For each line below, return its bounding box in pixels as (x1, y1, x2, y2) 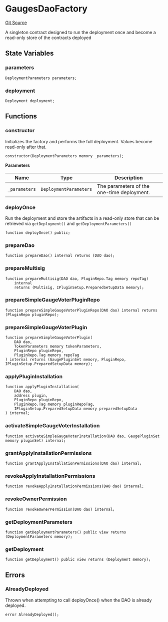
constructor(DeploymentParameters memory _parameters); (5, 153, 124, 158)
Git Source (5, 20, 27, 26)
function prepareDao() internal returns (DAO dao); (5, 253, 115, 258)
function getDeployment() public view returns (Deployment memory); (5, 557, 151, 562)
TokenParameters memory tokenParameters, (14, 344, 101, 349)
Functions (5, 112, 37, 121)
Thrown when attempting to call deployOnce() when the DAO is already (5, 597, 152, 603)
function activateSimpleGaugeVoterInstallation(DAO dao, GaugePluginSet (5, 434, 160, 439)
